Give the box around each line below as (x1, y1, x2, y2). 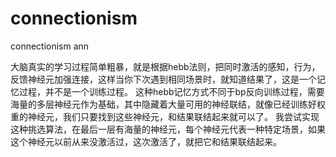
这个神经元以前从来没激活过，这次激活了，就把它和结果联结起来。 (10, 135, 282, 147)
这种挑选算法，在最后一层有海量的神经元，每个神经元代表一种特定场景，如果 (10, 123, 326, 135)
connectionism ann (10, 40, 90, 52)
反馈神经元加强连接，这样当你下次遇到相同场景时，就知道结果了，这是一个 (10, 73, 317, 85)
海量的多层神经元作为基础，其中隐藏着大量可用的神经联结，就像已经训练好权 (10, 98, 326, 110)
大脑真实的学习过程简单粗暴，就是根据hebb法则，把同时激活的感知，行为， (10, 60, 321, 72)
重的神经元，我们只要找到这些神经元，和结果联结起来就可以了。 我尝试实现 (10, 110, 320, 122)
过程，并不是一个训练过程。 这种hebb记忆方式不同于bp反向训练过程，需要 (18, 85, 325, 97)
